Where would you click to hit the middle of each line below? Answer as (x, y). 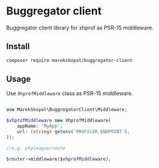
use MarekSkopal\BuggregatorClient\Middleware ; (67, 110)
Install (18, 46)
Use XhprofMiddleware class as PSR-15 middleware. (70, 94)
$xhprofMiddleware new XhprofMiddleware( (59, 121)
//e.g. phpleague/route (36, 148)
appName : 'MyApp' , (40, 126)
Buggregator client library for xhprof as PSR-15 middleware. (80, 28)
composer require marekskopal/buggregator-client (70, 60)
